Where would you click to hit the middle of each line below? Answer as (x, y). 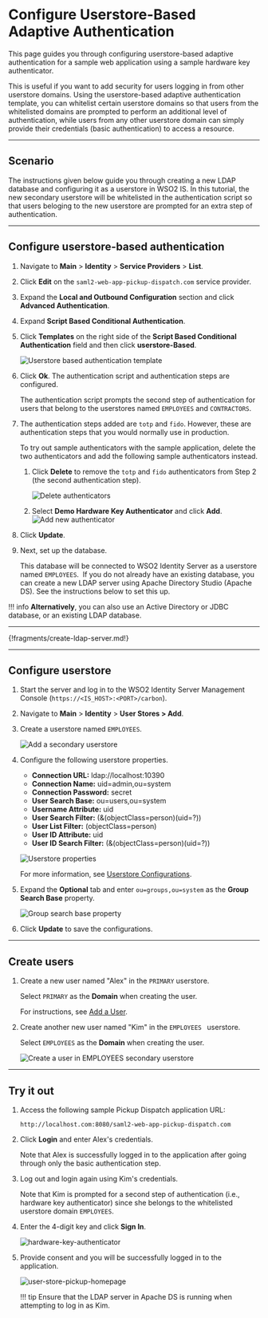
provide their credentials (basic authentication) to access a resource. (122, 128)
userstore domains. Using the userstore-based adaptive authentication (124, 94)
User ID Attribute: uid (67, 835)
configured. (39, 384)
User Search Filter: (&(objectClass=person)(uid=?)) (116, 818)
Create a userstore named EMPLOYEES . (81, 729)
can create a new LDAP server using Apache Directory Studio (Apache (136, 582)
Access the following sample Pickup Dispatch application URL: (122, 1110)
